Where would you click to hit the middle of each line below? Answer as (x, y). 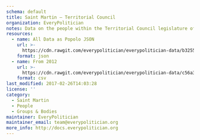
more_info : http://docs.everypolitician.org (62, 128)
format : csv (32, 78)
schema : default (26, 12)
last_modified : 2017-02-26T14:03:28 (51, 84)
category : (18, 95)
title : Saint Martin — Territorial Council (61, 17)
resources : (20, 34)
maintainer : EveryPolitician (42, 117)
